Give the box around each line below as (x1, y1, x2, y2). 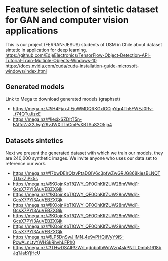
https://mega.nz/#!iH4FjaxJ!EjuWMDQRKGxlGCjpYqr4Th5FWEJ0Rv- (12, 105, 154, 111)
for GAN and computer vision (5, 14, 129, 26)
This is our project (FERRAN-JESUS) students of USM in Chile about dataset (5, 41, 162, 47)
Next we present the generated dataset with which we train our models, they (5, 150, 163, 156)
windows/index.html (5, 68, 47, 74)
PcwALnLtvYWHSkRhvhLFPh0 (12, 239, 75, 245)
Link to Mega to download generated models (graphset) (5, 96, 120, 102)
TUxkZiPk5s (12, 175, 38, 181)
